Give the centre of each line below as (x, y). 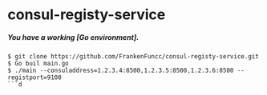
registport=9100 (34, 77)
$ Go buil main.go (38, 64)
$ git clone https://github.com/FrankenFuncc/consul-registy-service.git (133, 57)
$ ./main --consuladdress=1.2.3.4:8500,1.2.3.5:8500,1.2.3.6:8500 (121, 71)
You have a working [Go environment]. (73, 37)
